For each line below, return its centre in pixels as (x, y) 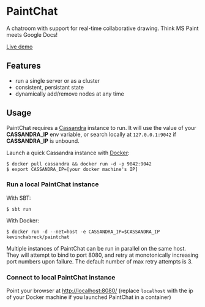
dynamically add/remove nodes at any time (69, 94)
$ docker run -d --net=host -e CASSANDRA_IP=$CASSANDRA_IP (83, 232)
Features (24, 66)
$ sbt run (19, 209)
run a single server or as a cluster (58, 80)
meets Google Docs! (32, 34)
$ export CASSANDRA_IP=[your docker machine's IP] (72, 169)
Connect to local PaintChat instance (61, 277)
